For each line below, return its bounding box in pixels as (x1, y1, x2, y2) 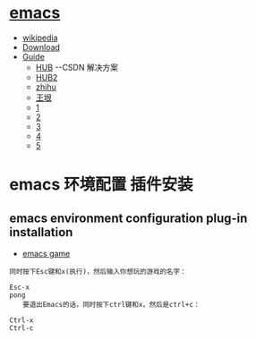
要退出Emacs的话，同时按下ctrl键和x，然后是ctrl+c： (21, 300, 201, 309)
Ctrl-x (9, 316, 34, 325)
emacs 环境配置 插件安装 (9, 174, 193, 195)
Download (21, 41, 61, 52)
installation (9, 225, 73, 240)
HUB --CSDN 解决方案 (35, 62, 119, 72)
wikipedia (21, 32, 58, 43)
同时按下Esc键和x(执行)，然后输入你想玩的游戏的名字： (9, 267, 187, 276)
